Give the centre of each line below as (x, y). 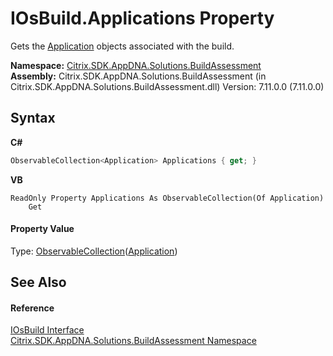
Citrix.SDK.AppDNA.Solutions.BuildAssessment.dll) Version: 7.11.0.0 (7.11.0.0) (167, 86)
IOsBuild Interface (47, 330)
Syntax (33, 118)
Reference (32, 308)
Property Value (42, 229)
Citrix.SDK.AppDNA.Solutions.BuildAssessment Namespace (133, 341)
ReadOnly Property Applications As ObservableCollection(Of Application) (167, 198)
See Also (38, 282)
